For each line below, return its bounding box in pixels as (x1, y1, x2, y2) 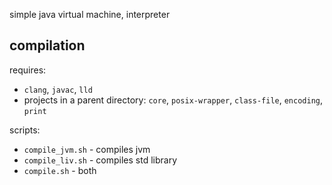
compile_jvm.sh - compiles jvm (23, 143, 151, 155)
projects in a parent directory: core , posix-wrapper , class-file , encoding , (23, 94, 324, 106)
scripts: (9, 124, 41, 136)
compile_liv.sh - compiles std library (23, 154, 178, 166)
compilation (9, 37, 86, 54)
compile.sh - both (23, 164, 97, 176)
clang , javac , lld (23, 83, 93, 95)
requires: (9, 64, 47, 76)
